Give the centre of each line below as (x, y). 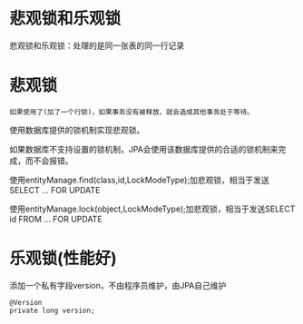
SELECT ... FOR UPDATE (55, 190)
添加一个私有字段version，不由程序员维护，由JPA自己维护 (118, 285)
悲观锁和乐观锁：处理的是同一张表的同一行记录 (97, 45)
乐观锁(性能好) (64, 259)
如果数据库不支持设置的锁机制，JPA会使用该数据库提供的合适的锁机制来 (144, 149)
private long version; (52, 310)
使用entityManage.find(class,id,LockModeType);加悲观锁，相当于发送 (139, 180)
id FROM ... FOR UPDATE (56, 219)
